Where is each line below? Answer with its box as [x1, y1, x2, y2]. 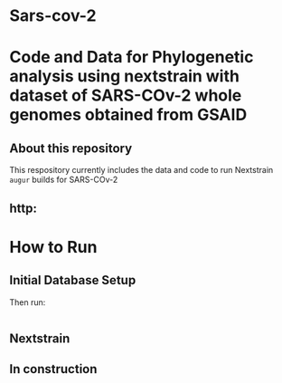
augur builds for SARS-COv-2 [9, 174, 118, 186]
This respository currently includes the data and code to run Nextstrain [9, 165, 274, 176]
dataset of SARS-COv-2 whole [9, 85, 242, 106]
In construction [9, 361, 98, 377]
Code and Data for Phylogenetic [9, 47, 254, 68]
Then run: [9, 296, 46, 308]
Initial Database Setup [9, 273, 136, 288]
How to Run [9, 236, 98, 257]
